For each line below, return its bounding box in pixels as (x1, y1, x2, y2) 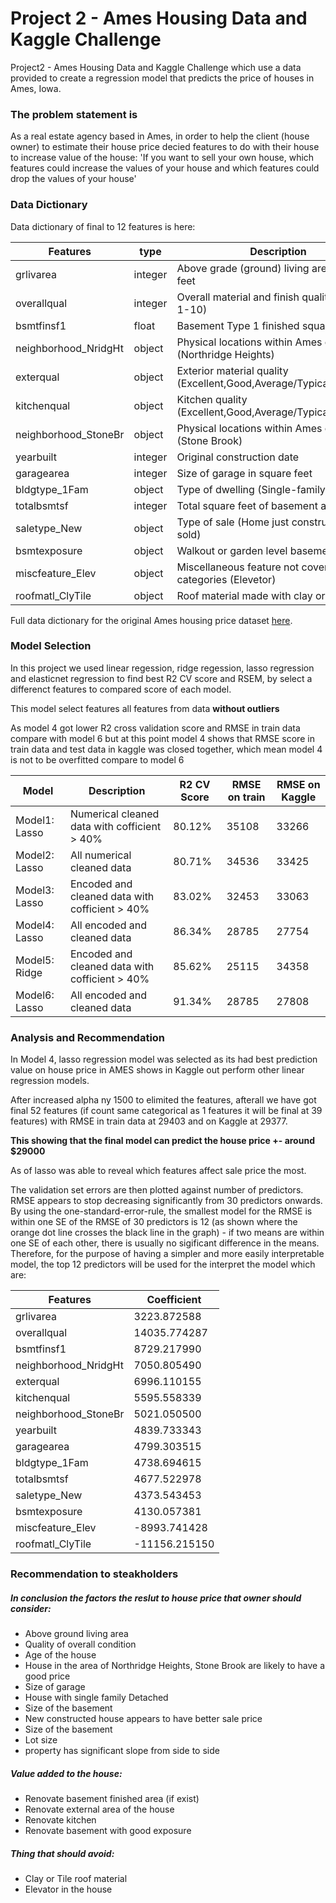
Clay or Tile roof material (24, 1872, 128, 1884)
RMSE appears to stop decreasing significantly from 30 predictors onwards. (10, 1195, 323, 1207)
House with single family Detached (24, 1692, 169, 1704)
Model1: (15, 813, 55, 827)
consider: (10, 1602, 52, 1614)
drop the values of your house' (10, 173, 137, 185)
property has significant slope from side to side (24, 1745, 220, 1757)
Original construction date (176, 450, 300, 464)
